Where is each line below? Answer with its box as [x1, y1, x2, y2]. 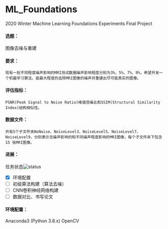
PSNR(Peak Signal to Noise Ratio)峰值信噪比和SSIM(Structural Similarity [5, 99, 160, 105]
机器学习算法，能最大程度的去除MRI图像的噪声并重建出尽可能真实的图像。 [9, 75, 141, 81]
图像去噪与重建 [5, 45, 37, 52]
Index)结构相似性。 [5, 105, 42, 110]
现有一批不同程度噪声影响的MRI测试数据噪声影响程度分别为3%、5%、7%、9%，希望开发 [5, 70, 159, 75]
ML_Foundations [5, 4, 77, 15]
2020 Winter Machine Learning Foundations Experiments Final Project [5, 20, 153, 27]
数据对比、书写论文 [12, 194, 53, 200]
